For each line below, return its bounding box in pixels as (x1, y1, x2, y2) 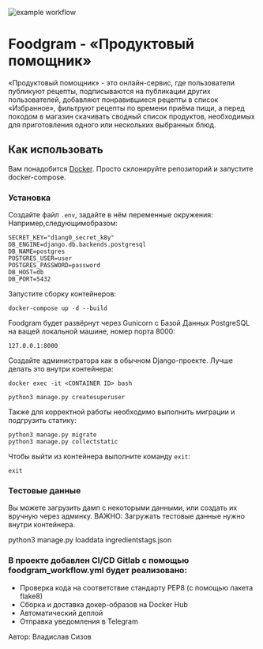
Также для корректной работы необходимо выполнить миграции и (8, 407, 235, 417)
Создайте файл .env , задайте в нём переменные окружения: (8, 210, 213, 220)
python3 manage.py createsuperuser (8, 394, 126, 402)
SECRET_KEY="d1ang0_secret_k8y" (8, 234, 115, 242)
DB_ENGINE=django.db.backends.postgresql (8, 241, 147, 249)
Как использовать (8, 143, 104, 157)
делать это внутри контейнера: (8, 364, 114, 374)
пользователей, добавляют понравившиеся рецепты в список (8, 95, 219, 104)
